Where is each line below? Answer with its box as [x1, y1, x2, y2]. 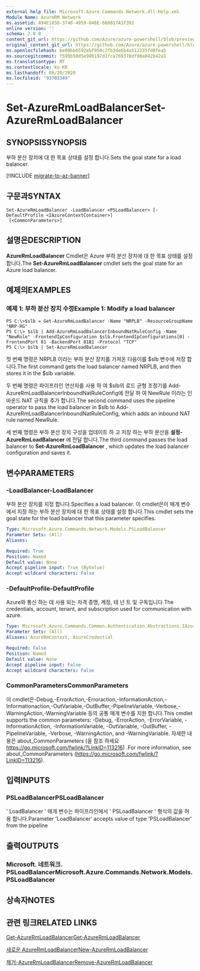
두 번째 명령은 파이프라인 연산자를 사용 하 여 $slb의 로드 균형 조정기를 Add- [6, 382, 182, 389]
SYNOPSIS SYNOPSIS [6, 137, 87, 147]
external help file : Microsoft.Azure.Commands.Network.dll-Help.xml [6, 8, 180, 15]
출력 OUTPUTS [6, 840, 59, 851]
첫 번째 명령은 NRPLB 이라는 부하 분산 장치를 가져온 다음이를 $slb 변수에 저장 [6, 355, 186, 363]
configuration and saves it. [6, 449, 71, 456]
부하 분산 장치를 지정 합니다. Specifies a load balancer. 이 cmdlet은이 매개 [6, 500, 180, 508]
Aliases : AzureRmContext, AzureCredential [6, 635, 113, 641]
